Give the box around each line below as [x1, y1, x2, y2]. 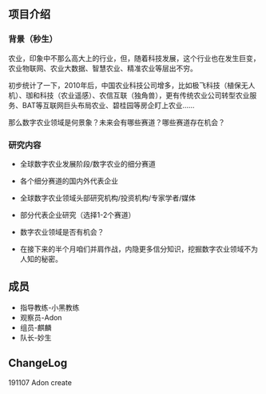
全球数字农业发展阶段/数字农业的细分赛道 [19, 159, 156, 168]
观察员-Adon [19, 312, 62, 322]
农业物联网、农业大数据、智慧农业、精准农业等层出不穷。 [8, 63, 197, 73]
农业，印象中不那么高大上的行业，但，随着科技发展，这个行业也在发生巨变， [8, 53, 260, 62]
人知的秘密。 [19, 254, 62, 263]
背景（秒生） [8, 34, 58, 45]
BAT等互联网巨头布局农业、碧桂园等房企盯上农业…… [22, 100, 195, 110]
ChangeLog [8, 356, 68, 370]
